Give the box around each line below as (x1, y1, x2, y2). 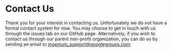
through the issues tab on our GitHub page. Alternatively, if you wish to (5, 30, 156, 36)
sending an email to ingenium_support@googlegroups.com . (5, 41, 132, 47)
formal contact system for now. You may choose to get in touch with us (5, 25, 156, 31)
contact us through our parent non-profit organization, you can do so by (5, 36, 158, 42)
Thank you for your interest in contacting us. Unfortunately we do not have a (5, 20, 167, 26)
